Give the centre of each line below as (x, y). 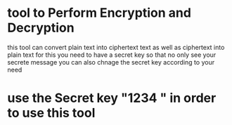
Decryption (41, 28)
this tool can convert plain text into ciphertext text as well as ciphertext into (116, 47)
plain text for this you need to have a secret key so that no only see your (112, 55)
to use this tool (51, 113)
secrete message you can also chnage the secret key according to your (111, 62)
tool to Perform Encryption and (99, 13)
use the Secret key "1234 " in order (112, 98)
